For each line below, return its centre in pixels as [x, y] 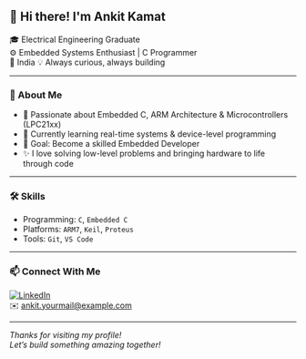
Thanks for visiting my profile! [66, 334]
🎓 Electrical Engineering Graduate [75, 39]
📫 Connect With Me [55, 272]
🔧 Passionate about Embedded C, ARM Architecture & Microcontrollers [155, 115]
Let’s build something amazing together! [85, 344]
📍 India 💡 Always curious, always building [87, 62]
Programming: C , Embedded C [75, 220]
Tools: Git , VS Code [58, 239]
